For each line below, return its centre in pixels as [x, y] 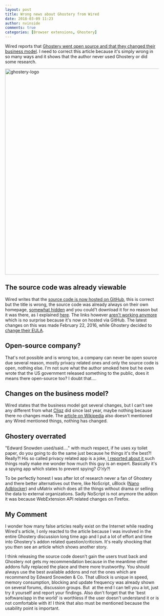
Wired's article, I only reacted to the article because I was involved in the [78, 531]
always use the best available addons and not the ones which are [71, 572]
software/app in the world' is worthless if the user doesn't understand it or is [82, 598]
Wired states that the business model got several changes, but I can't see [79, 405]
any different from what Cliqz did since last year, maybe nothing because [79, 410]
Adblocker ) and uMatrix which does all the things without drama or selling [79, 489]
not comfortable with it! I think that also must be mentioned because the [77, 603]
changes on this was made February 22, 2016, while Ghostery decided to [79, 325]
